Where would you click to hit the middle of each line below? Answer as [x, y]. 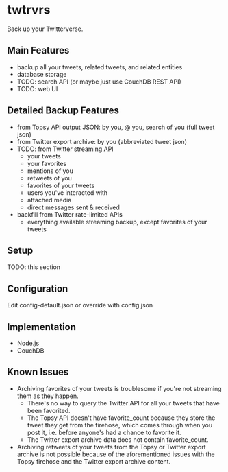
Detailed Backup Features [63, 111]
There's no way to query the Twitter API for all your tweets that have [124, 403]
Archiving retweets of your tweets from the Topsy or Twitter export [111, 447]
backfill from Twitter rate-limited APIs [70, 214]
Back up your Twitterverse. [45, 29]
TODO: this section [34, 267]
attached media [49, 200]
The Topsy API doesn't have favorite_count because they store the [121, 418]
